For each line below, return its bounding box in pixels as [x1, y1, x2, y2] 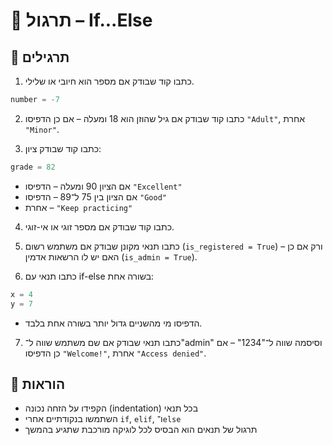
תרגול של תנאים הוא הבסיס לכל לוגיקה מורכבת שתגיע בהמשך [24, 424, 258, 436]
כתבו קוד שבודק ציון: [24, 142, 102, 154]
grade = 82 [10, 162, 56, 172]
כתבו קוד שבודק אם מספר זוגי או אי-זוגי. [24, 220, 175, 233]
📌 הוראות [10, 375, 66, 393]
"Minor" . [24, 123, 60, 135]
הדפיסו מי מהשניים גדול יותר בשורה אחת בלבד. [24, 317, 203, 329]
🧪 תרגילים [10, 49, 70, 66]
